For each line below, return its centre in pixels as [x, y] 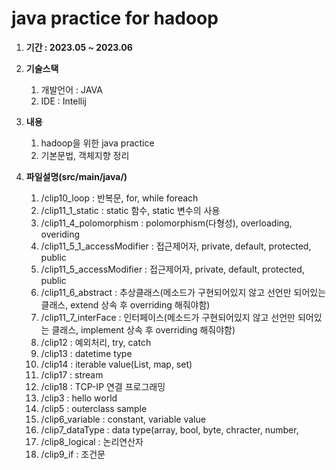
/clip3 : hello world [79, 398]
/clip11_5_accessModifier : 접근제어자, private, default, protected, [172, 269]
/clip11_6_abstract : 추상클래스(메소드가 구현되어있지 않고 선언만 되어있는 [183, 292]
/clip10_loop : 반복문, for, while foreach [119, 198]
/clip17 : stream [72, 374]
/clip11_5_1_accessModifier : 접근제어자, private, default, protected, [176, 246]
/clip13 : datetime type [86, 353]
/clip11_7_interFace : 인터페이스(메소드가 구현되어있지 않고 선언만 [168, 317]
